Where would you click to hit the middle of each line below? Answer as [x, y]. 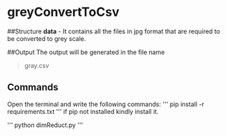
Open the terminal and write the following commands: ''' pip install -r [105, 104]
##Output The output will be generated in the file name [86, 52]
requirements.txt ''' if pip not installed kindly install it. [83, 111]
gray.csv [37, 65]
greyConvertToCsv [63, 12]
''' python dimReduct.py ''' [45, 125]
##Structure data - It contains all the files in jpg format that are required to [114, 31]
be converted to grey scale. [47, 38]
